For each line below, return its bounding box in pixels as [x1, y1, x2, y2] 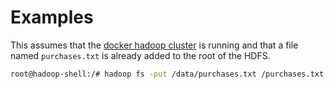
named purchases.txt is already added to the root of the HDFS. [10, 49, 271, 61]
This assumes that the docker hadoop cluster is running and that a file [10, 39, 299, 51]
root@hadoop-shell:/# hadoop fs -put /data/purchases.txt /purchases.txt [10, 69, 325, 79]
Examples [10, 6, 94, 29]
